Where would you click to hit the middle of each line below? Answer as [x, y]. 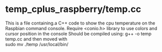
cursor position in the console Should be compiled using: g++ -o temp [78, 33]
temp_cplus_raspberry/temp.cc [73, 9]
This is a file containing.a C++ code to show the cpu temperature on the [80, 23]
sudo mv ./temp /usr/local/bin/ [37, 44]
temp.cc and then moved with [36, 39]
